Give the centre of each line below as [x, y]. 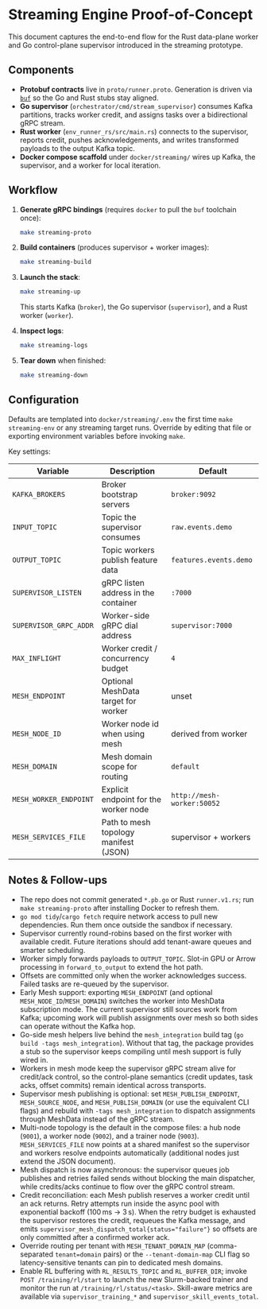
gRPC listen [123, 583]
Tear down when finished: [63, 361]
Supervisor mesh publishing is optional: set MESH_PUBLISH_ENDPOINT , [130, 1094]
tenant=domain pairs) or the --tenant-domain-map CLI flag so [153, 1254]
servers [116, 504]
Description [132, 471]
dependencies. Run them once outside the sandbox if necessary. [126, 924]
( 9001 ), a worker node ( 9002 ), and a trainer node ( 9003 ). [109, 1136]
